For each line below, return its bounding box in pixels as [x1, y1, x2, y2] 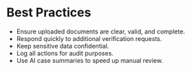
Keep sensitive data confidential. [16, 42, 109, 50]
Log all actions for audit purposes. [16, 49, 114, 57]
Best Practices [6, 5, 92, 20]
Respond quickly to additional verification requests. [16, 34, 162, 42]
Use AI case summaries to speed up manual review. [16, 56, 163, 64]
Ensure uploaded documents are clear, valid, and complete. [16, 27, 185, 35]
